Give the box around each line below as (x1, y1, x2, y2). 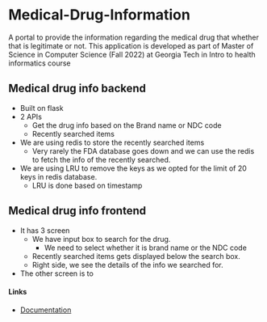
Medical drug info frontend (8, 204, 147, 218)
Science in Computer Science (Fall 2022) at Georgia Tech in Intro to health (8, 49, 256, 59)
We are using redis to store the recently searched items (19, 138, 205, 147)
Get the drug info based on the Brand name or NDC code (31, 120, 222, 130)
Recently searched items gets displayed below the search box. (31, 251, 240, 261)
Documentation (19, 305, 72, 315)
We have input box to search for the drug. (31, 234, 171, 244)
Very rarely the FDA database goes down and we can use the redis (31, 146, 255, 155)
